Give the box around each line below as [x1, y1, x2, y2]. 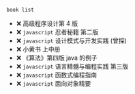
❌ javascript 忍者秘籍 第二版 [16, 28, 99, 36]
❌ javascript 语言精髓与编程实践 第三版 [16, 62, 129, 70]
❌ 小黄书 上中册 [16, 45, 61, 53]
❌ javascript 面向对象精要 [16, 80, 91, 87]
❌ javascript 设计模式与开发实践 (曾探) [16, 36, 127, 45]
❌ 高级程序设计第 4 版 [16, 19, 78, 27]
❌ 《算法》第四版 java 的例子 [16, 54, 97, 62]
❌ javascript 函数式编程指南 [16, 71, 97, 79]
